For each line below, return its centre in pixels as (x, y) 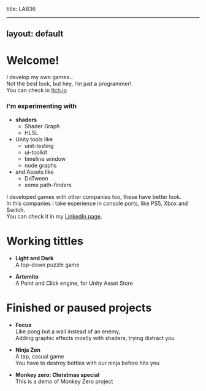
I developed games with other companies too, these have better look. (94, 196)
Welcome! (33, 60)
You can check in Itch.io (37, 90)
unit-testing (39, 145)
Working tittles (45, 241)
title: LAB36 (21, 9)
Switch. (16, 210)
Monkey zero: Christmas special (57, 374)
